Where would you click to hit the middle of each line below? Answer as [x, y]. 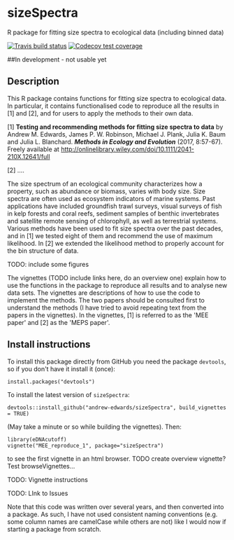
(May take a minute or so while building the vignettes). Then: [94, 427]
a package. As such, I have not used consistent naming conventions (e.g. [112, 514]
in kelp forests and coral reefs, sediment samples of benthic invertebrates [114, 213]
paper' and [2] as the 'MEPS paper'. [59, 322]
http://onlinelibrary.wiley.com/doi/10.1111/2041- [127, 149]
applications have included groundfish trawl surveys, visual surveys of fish [115, 206]
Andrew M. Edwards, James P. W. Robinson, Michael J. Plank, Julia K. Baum [116, 134]
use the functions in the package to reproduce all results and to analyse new [117, 285]
